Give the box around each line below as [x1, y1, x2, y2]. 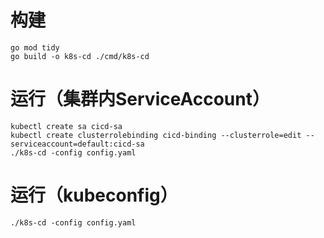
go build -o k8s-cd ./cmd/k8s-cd [10, 51, 150, 61]
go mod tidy [10, 42, 60, 53]
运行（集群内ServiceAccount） [10, 88, 270, 111]
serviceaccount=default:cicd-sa [10, 139, 145, 149]
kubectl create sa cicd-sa [10, 121, 123, 131]
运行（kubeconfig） [10, 184, 178, 207]
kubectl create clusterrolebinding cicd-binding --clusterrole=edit [10, 130, 302, 140]
